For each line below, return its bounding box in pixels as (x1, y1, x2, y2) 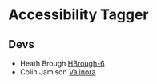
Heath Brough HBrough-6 (19, 58, 106, 68)
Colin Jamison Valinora (19, 67, 96, 77)
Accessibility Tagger (8, 6, 149, 24)
